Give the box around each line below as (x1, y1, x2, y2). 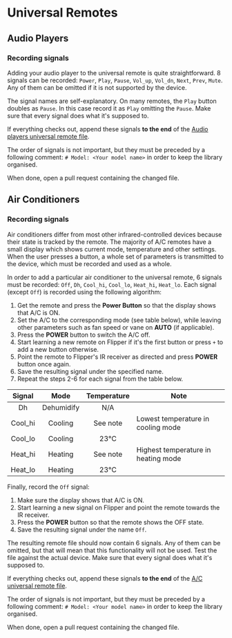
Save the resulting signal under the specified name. (17, 367, 164, 375)
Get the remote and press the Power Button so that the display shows (17, 301, 216, 309)
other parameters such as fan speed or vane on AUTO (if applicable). (17, 323, 215, 331)
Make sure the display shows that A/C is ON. (17, 496, 145, 504)
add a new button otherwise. (17, 345, 99, 353)
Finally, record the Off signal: (7, 482, 90, 491)
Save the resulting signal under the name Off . (17, 525, 147, 534)
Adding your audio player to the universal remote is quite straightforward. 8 (7, 68, 221, 77)
